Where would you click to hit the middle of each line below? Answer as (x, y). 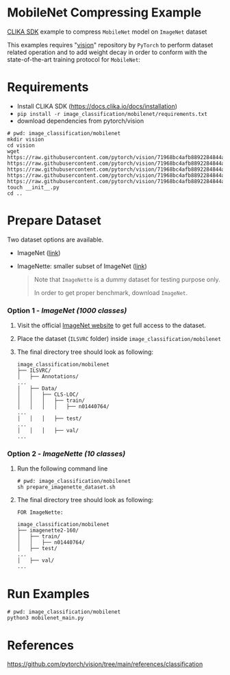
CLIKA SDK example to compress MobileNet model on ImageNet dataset (107, 32)
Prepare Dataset (54, 221)
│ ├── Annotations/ (48, 377)
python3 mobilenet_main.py (46, 618)
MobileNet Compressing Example (104, 13)
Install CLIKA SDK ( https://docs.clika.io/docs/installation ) (97, 106)
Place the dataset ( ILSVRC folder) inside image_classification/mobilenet (119, 339)
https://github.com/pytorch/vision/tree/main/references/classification (105, 664)
